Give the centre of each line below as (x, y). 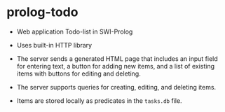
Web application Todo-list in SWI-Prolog (75, 31)
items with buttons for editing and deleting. (79, 73)
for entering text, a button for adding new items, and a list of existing (116, 66)
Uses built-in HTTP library (54, 45)
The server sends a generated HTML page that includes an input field (117, 58)
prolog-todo (42, 12)
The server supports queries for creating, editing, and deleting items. (116, 87)
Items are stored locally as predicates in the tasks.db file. (100, 100)
